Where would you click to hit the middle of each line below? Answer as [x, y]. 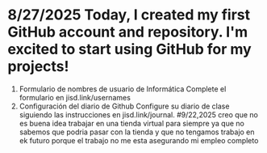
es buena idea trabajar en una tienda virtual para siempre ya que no [132, 123]
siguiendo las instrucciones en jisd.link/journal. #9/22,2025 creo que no [139, 114]
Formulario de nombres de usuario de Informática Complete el [123, 89]
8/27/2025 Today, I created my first [129, 15]
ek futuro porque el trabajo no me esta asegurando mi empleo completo [139, 140]
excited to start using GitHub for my [129, 49]
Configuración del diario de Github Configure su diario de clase [124, 106]
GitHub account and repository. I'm [127, 32]
